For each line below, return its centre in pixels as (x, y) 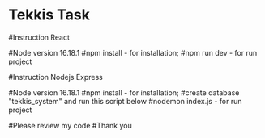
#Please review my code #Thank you (70, 125)
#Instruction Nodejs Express (56, 77)
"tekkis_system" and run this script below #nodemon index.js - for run (125, 101)
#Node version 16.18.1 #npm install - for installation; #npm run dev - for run (133, 52)
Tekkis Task (49, 15)
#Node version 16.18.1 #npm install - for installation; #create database (124, 92)
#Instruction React (39, 37)
